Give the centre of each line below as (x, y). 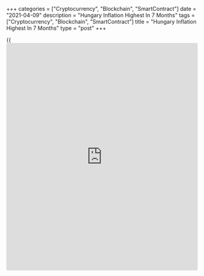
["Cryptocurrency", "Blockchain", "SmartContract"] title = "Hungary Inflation (101, 22)
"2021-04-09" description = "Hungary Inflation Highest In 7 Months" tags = (101, 15)
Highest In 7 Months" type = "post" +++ (56, 28)
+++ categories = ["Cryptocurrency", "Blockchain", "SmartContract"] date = (101, 9)
